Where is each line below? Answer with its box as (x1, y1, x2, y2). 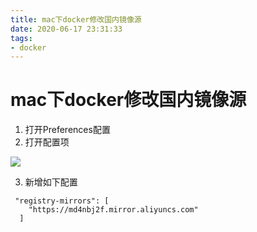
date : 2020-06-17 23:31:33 (10, 24, 123, 34)
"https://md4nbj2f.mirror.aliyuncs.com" (28, 205, 199, 215)
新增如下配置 (24, 176, 78, 188)
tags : (10, 33, 33, 43)
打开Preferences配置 (24, 124, 111, 136)
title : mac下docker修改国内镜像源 (10, 14, 142, 25)
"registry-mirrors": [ (14, 196, 110, 206)
